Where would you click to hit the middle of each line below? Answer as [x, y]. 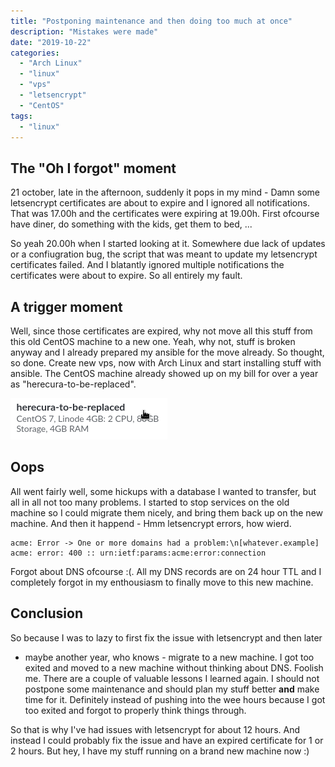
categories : [35, 53]
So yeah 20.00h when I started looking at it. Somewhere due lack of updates [168, 244]
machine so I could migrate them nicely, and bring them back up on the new [167, 512]
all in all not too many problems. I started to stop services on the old [150, 502]
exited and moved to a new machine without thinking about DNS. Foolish [174, 667]
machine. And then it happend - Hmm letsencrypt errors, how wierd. [151, 523]
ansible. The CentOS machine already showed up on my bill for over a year [164, 373]
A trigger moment [66, 306]
